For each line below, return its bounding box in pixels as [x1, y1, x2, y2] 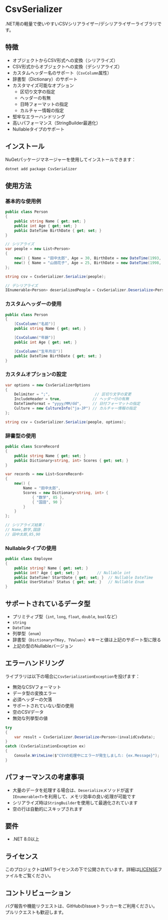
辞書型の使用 [5, 432, 36, 439]
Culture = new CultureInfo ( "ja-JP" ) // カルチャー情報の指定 [14, 406, 136, 411]
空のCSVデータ [12, 709, 44, 715]
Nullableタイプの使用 [5, 545, 56, 552]
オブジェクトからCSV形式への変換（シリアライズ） [12, 57, 118, 63]
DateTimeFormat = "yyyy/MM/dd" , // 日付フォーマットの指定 [14, 401, 140, 406]
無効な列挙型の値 [12, 715, 48, 721]
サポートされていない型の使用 [12, 702, 74, 709]
